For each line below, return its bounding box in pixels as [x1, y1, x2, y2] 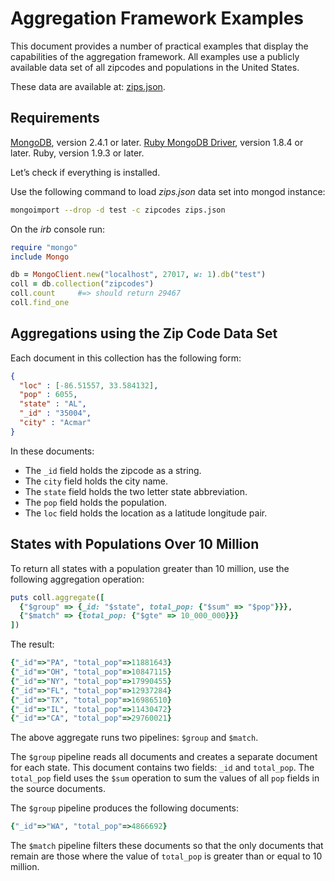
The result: [10, 638, 55, 651]
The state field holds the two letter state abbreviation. [24, 485, 248, 497]
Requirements [10, 110, 100, 127]
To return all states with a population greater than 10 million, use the [10, 562, 290, 574]
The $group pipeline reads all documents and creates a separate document [10, 751, 318, 763]
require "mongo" [10, 242, 78, 252]
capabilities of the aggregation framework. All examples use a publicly [10, 50, 300, 62]
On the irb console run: [10, 223, 106, 235]
